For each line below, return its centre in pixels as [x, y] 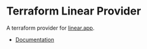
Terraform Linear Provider [74, 11]
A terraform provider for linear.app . [51, 28]
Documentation [35, 39]
